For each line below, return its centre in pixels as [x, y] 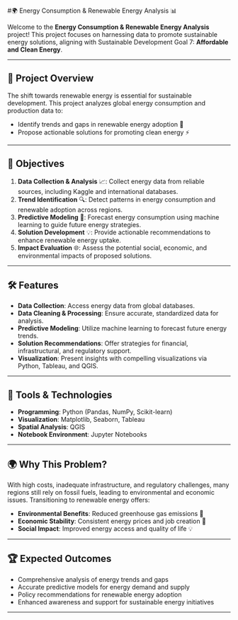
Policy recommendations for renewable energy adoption [100, 595]
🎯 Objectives [36, 164]
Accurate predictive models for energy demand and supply [103, 587]
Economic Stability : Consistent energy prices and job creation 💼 [112, 521]
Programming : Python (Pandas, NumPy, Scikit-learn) [95, 412]
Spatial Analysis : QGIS [51, 427]
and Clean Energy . [35, 50]
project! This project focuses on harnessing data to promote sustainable [113, 34]
